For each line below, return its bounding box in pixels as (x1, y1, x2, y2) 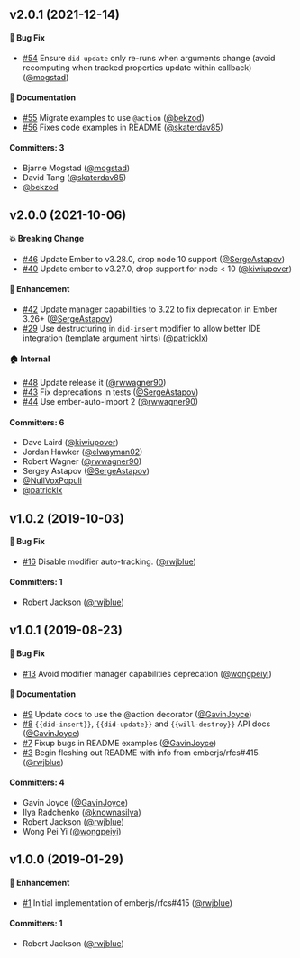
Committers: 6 (9, 416, 65, 427)
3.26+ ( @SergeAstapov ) (22, 313, 113, 324)
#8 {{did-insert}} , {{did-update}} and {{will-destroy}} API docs (22, 718, 271, 729)
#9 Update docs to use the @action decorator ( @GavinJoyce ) (22, 708, 252, 719)
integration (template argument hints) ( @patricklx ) (22, 333, 209, 343)
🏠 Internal (9, 353, 50, 364)
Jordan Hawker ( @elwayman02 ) (22, 446, 143, 458)
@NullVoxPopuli (22, 475, 83, 486)
